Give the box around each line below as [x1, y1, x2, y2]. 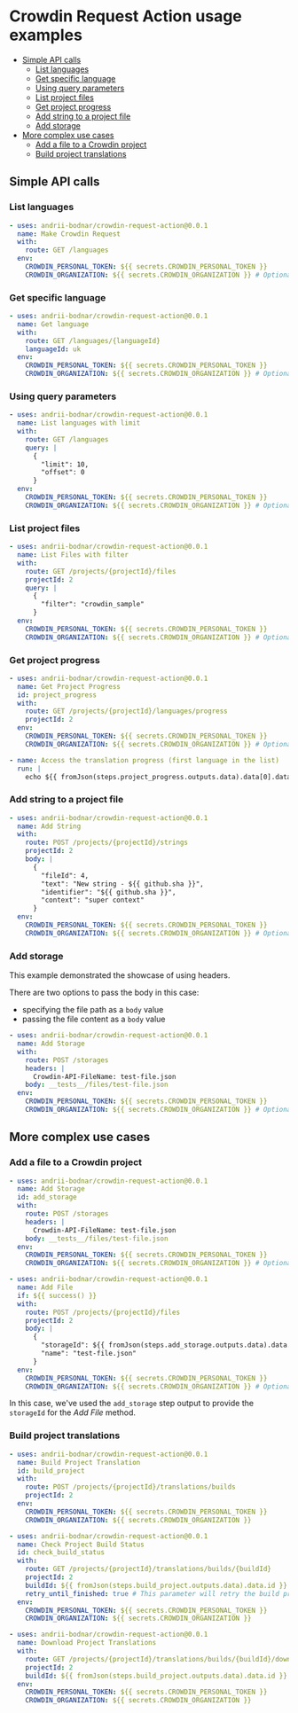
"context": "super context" [41, 896, 145, 905]
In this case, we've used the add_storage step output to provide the [9, 1398, 255, 1409]
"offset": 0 [41, 468, 86, 477]
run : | [17, 764, 42, 773]
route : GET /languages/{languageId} [25, 336, 161, 345]
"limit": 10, [41, 459, 90, 469]
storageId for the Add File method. [9, 1407, 136, 1418]
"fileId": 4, [41, 871, 90, 880]
